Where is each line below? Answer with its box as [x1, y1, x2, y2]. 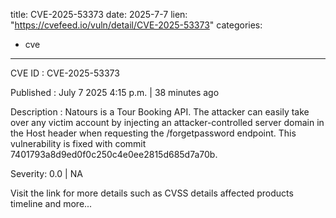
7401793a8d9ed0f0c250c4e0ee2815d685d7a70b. [10, 149, 218, 160]
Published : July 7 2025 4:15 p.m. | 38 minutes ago [10, 87, 220, 98]
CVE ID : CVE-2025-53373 [10, 67, 120, 79]
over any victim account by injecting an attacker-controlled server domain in [10, 117, 325, 128]
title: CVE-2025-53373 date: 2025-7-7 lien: [10, 9, 188, 20]
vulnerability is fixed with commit [10, 138, 147, 149]
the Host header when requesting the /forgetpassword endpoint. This [10, 127, 297, 139]
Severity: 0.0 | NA [10, 168, 83, 179]
